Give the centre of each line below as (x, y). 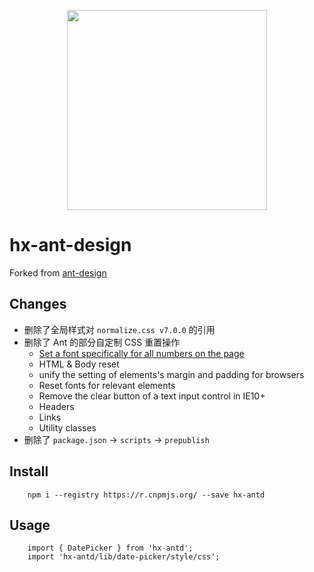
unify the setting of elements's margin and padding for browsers (171, 374)
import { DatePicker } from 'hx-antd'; (110, 548)
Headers (56, 406)
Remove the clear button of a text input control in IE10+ (152, 396)
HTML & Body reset (79, 364)
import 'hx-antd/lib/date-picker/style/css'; (124, 557)
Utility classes (67, 427)
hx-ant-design (70, 245)
